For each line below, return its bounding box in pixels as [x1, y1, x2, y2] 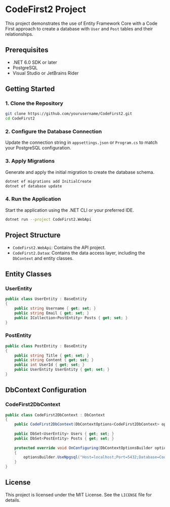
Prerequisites [5, 46, 49, 54]
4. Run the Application [5, 196, 61, 203]
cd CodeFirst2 [5, 116, 35, 121]
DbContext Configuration [5, 386, 87, 395]
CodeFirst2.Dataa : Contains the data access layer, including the [12, 250, 145, 256]
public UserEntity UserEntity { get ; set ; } [14, 367, 110, 372]
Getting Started [5, 85, 55, 93]
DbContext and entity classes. [12, 255, 74, 261]
